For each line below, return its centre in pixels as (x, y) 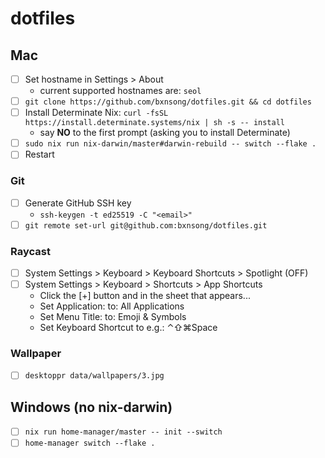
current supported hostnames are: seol (120, 91)
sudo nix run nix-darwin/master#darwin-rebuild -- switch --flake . (170, 144)
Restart (39, 154)
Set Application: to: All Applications (112, 306)
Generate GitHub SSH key (78, 203)
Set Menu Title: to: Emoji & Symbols (113, 317)
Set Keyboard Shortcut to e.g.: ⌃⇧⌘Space (128, 328)
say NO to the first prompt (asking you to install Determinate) (165, 133)
